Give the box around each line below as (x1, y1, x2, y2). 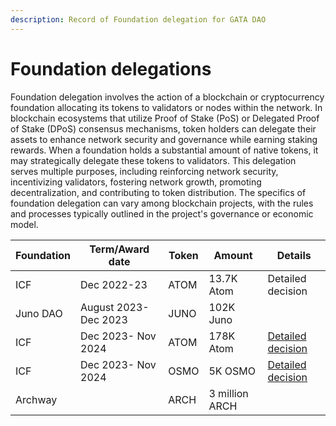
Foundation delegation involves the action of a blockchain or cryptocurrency (10, 91, 325, 103)
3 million (208, 386, 249, 400)
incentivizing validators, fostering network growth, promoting (10, 176, 262, 188)
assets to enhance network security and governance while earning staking (10, 133, 318, 145)
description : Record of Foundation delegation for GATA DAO (10, 14, 267, 25)
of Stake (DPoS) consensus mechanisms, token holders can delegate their (10, 122, 317, 135)
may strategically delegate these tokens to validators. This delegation (10, 154, 297, 166)
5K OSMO (208, 364, 257, 378)
